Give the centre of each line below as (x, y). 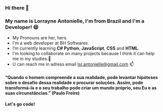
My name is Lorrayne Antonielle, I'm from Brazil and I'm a (75, 21)
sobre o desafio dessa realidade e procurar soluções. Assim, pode (74, 83)
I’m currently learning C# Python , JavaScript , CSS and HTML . (76, 48)
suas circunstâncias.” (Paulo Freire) (42, 93)
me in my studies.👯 (32, 59)
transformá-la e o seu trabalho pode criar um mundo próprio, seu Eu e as (81, 87)
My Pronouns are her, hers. (40, 38)
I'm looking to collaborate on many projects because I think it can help (83, 54)
